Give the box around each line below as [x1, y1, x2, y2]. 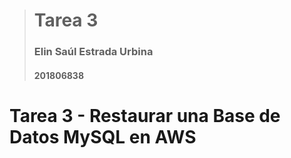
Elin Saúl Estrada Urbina [33, 45, 154, 59]
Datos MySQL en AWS [9, 125, 197, 148]
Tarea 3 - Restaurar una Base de [9, 104, 281, 127]
